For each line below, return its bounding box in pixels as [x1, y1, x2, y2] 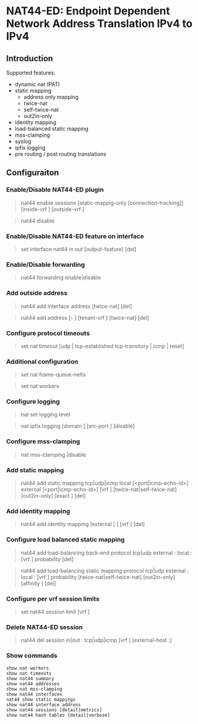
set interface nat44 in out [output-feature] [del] [20, 245, 137, 252]
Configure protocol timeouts [6, 329, 90, 337]
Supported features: [6, 69, 55, 76]
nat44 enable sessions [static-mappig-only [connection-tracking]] [20, 199, 184, 207]
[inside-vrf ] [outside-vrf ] [20, 205, 84, 212]
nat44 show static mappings [6, 697, 76, 703]
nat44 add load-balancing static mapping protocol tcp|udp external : [20, 567, 189, 574]
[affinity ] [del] [20, 580, 56, 587]
